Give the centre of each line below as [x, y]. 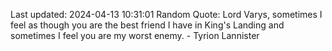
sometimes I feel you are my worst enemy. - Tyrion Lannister [135, 35]
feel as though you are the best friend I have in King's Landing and [147, 25]
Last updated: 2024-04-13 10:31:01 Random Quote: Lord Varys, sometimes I [166, 14]
